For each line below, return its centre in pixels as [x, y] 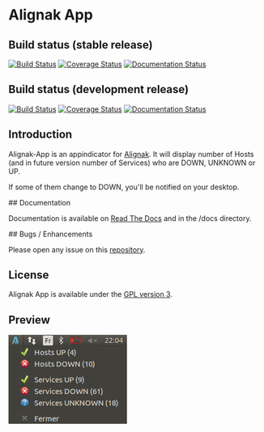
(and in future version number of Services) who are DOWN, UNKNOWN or [132, 163]
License [29, 275]
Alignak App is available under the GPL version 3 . [90, 294]
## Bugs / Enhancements [51, 234]
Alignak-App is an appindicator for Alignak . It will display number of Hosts [131, 154]
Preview [30, 320]
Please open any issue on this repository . [77, 249]
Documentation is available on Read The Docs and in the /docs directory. [130, 218]
